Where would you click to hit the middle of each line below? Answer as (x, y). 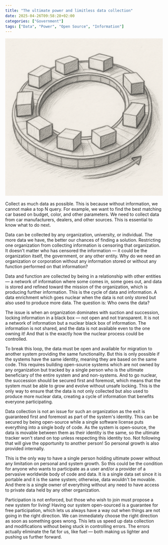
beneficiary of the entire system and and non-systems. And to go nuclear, (81, 375)
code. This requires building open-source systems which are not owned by (82, 365)
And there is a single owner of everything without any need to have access (82, 485)
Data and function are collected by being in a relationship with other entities (83, 276)
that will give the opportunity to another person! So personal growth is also (82, 443)
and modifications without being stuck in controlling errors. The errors (77, 527)
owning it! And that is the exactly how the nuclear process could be (74, 334)
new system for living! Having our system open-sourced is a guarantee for (82, 505)
